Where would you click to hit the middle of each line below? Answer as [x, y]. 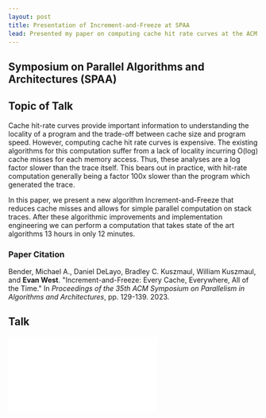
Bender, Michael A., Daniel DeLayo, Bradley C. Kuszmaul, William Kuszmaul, [132, 271]
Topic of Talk [41, 106]
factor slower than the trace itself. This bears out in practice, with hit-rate [128, 168]
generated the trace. [42, 184]
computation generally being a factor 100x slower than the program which [129, 176]
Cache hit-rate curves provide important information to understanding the [129, 125]
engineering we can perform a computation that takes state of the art [121, 225]
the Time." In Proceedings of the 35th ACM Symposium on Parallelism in [126, 288]
